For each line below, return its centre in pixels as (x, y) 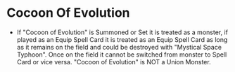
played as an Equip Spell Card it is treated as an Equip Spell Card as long (122, 39)
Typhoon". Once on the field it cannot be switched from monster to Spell (122, 55)
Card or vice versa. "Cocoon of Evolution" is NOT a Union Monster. (114, 62)
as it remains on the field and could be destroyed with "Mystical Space (119, 47)
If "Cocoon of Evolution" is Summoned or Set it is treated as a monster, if (122, 32)
